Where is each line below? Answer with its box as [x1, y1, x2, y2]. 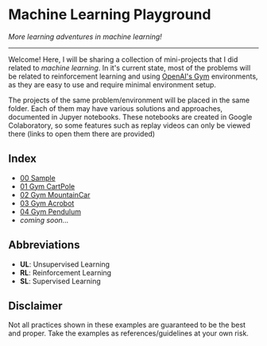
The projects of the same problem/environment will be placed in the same [8, 95, 250, 105]
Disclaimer [8, 299, 63, 313]
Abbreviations [8, 238, 80, 252]
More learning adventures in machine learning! [8, 32, 163, 41]
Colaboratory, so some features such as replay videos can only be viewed [8, 121, 251, 130]
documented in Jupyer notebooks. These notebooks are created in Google [8, 112, 253, 121]
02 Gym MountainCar [19, 190, 91, 199]
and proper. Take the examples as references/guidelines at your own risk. [8, 329, 249, 338]
